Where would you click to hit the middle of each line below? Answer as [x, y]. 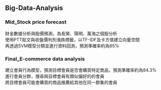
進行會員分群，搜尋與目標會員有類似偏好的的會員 [55, 76]
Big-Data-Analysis [34, 8]
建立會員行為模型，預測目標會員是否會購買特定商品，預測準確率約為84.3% [81, 70]
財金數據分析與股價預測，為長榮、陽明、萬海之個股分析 [61, 33]
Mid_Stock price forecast [36, 22]
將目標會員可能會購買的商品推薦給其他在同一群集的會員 [61, 82]
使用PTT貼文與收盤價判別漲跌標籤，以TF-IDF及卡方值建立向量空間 [72, 39]
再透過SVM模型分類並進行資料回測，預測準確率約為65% [62, 46]
